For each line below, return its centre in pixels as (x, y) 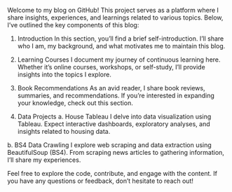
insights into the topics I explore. (64, 74)
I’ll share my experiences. (44, 160)
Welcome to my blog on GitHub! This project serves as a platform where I (113, 10)
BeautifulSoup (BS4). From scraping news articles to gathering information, (116, 152)
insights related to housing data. (64, 131)
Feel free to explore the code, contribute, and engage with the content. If (112, 173)
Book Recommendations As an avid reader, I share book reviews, (111, 88)
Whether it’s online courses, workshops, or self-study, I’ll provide (111, 67)
